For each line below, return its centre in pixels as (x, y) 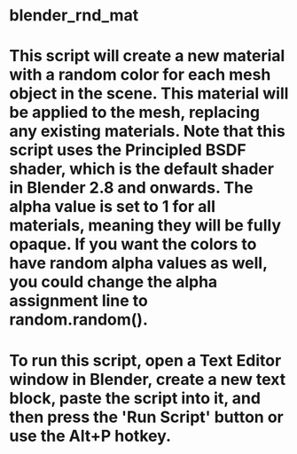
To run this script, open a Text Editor (145, 360)
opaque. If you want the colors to (133, 244)
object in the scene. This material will (149, 94)
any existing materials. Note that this (147, 132)
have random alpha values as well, (138, 263)
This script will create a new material (147, 56)
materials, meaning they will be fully (145, 226)
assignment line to (78, 301)
